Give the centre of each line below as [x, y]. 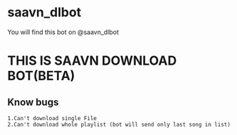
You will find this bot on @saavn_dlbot [63, 32]
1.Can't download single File [52, 118]
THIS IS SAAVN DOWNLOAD [92, 61]
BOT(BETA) [41, 76]
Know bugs [33, 102]
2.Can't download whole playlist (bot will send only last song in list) [119, 124]
